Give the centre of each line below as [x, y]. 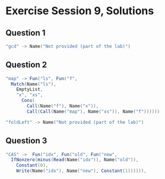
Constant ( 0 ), [32, 165]
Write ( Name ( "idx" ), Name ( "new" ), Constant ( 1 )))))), [81, 171]
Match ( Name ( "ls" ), [34, 84]
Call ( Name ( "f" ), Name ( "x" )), [63, 106]
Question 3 [26, 141]
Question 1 [26, 33]
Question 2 [26, 65]
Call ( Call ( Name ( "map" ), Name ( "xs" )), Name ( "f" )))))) [93, 111]
